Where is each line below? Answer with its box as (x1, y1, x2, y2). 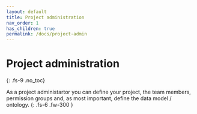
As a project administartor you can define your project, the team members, (6, 88, 191, 96)
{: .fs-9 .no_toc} (6, 77, 46, 84)
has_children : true (6, 25, 55, 32)
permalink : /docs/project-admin (6, 31, 87, 37)
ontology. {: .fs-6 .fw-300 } (6, 101, 73, 109)
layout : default (6, 8, 47, 15)
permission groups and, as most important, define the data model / (6, 95, 172, 102)
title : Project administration (6, 14, 85, 20)
